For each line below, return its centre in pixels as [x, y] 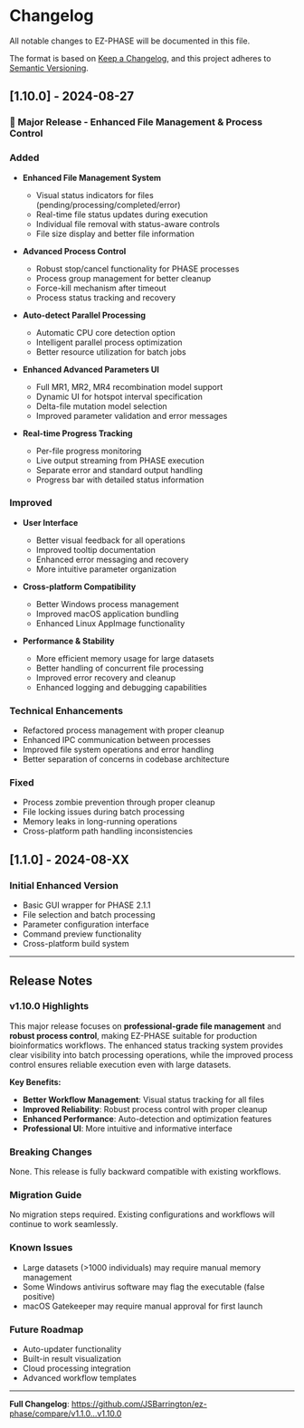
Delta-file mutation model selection [101, 406]
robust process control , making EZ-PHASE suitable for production [133, 1035]
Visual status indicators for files [95, 195]
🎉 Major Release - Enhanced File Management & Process [136, 122]
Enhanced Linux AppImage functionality [110, 623]
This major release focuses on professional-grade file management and [146, 1026]
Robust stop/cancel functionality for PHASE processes [138, 269]
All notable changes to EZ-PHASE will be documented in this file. [130, 41]
